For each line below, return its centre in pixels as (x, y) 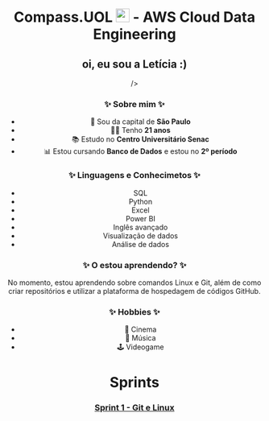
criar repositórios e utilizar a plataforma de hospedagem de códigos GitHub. (134, 291)
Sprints (134, 383)
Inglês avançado (141, 227)
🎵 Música (141, 338)
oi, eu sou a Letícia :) (134, 64)
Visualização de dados (141, 235)
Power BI (141, 218)
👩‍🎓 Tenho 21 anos (141, 130)
